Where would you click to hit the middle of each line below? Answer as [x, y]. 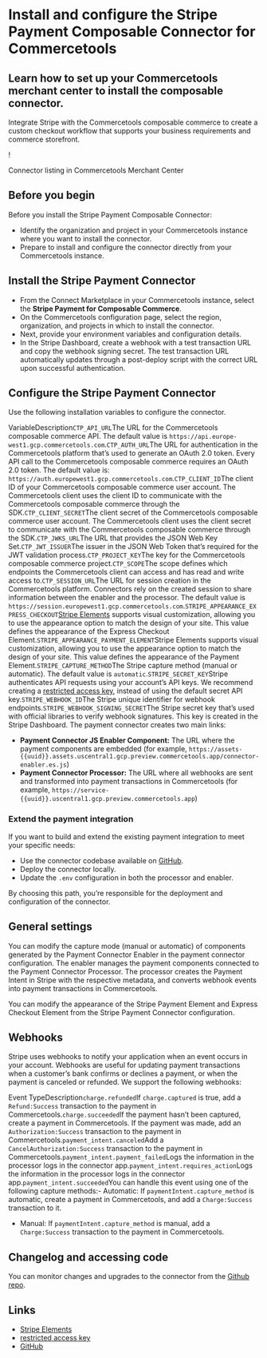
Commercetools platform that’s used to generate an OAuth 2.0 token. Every [132, 453]
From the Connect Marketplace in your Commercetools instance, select [137, 300]
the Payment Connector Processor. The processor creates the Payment [126, 971]
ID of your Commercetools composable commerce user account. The [122, 487]
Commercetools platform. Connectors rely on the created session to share [130, 589]
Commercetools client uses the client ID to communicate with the [115, 496]
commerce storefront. [44, 139]
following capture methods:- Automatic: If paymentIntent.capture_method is [132, 1191]
